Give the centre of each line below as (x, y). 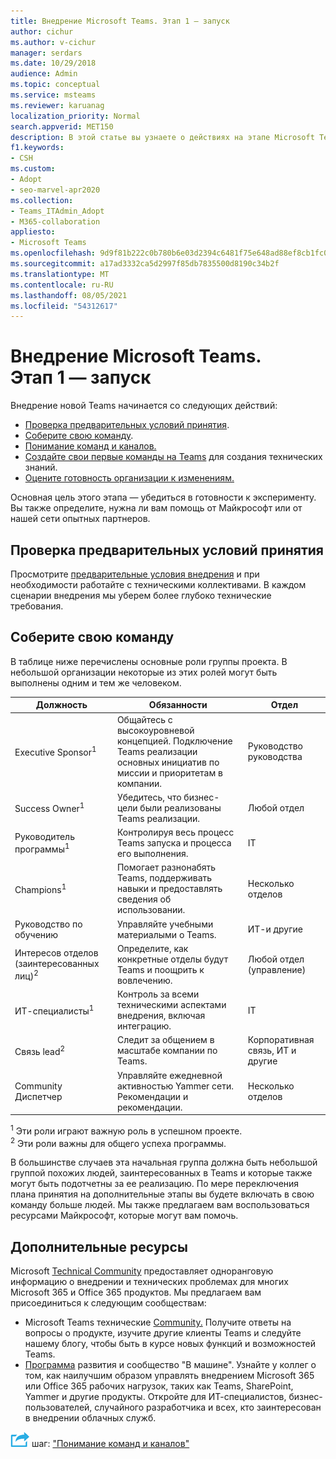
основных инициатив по (168, 762)
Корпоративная (281, 1040)
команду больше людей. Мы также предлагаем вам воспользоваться (160, 1205)
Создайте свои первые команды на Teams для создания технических (173, 457)
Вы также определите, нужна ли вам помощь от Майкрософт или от (156, 508)
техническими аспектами (171, 1005)
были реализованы (180, 807)
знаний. (41, 467)
